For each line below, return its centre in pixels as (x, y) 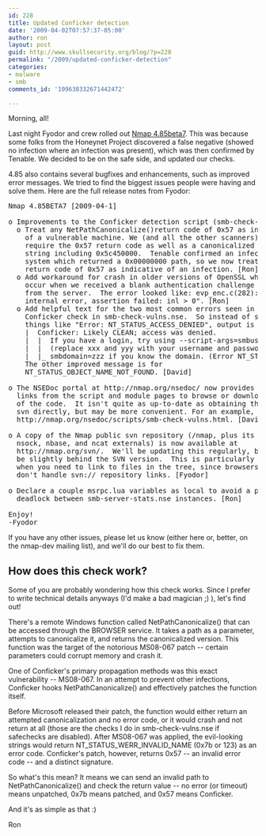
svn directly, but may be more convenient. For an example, (135, 412)
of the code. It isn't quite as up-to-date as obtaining (131, 404)
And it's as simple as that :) (52, 810)
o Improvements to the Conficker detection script (108, 222)
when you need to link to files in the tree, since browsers (137, 467)
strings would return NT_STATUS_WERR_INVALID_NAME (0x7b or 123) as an (133, 745)
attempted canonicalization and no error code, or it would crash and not (125, 720)
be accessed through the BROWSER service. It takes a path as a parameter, (131, 630)
